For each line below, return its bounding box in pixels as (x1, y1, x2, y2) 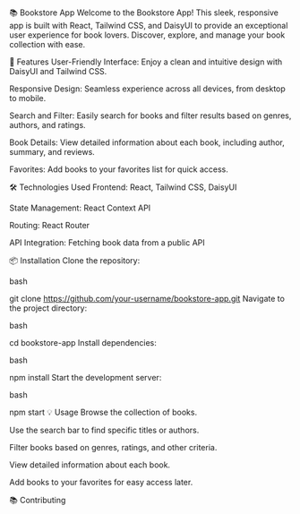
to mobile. (9, 93, 47, 103)
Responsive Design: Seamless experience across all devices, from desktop (9, 83, 287, 94)
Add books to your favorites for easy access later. (9, 477, 193, 487)
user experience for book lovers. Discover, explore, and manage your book (9, 30, 286, 40)
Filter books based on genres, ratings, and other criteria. (9, 442, 218, 452)
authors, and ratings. (9, 120, 87, 130)
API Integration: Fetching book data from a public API (9, 237, 206, 248)
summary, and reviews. (9, 147, 96, 157)
